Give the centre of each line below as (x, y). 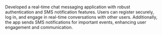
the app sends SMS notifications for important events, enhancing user (76, 22)
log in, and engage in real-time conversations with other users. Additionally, (81, 17)
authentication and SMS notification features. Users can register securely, (80, 12)
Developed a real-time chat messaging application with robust (68, 7)
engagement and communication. (39, 27)
